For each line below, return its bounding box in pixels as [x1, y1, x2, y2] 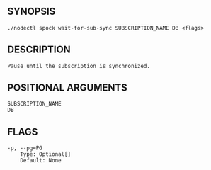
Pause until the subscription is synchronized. [7, 62, 151, 69]
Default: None [20, 157, 62, 164]
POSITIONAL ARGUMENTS [7, 81, 127, 94]
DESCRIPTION [7, 44, 71, 56]
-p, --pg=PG [7, 144, 42, 152]
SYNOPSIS [7, 6, 56, 18]
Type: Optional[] [20, 151, 72, 158]
